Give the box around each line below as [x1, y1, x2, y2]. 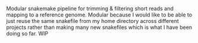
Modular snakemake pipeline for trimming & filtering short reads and [6, 5, 174, 12]
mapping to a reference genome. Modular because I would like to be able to [6, 11, 193, 18]
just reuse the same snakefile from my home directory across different [6, 18, 179, 24]
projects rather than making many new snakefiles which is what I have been [6, 24, 193, 31]
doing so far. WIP [6, 30, 49, 37]
